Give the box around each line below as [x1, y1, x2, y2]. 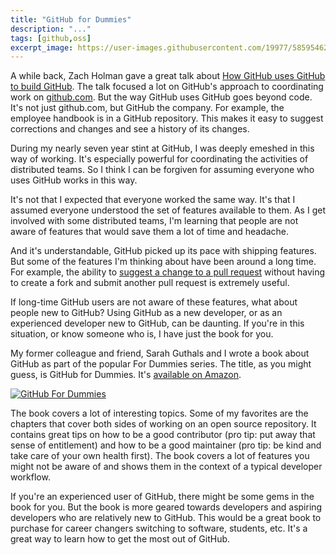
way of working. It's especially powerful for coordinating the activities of [10, 153, 309, 165]
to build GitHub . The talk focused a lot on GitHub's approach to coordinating [10, 81, 324, 93]
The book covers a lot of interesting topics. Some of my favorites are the [10, 407, 309, 420]
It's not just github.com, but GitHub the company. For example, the [10, 102, 285, 114]
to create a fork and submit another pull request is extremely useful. [10, 277, 290, 289]
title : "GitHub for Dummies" [10, 14, 132, 25]
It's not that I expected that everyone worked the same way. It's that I [10, 194, 296, 206]
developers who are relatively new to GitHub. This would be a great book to [10, 512, 322, 524]
